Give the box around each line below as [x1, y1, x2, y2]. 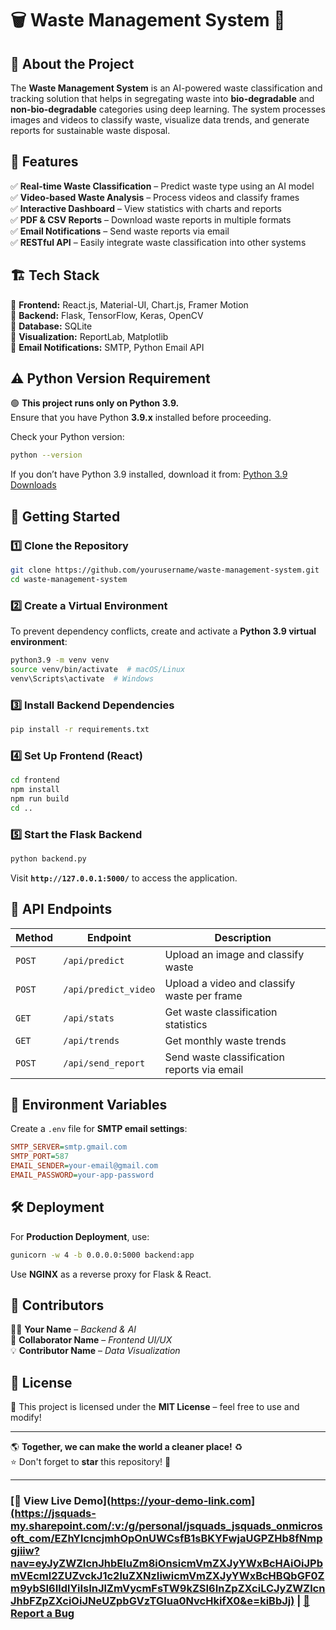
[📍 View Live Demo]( [10, 1494, 112, 1508]
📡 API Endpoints [10, 901, 113, 918]
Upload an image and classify [164, 947, 305, 961]
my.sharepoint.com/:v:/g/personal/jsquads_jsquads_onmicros [10, 1519, 323, 1533]
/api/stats [63, 1012, 115, 1024]
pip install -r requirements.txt [10, 724, 150, 734]
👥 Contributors [10, 1297, 105, 1314]
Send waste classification [164, 1050, 285, 1064]
